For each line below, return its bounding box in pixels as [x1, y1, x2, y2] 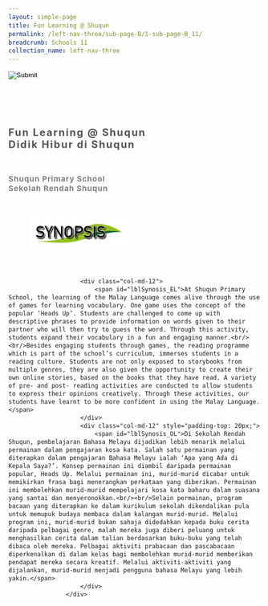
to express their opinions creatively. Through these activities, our [8, 389, 250, 397]
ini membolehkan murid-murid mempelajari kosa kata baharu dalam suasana [8, 486, 261, 494]
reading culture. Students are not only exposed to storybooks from [8, 357, 242, 365]
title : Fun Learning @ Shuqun [8, 21, 110, 30]
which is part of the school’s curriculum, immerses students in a [8, 349, 239, 357]
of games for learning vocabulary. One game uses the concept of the [8, 301, 246, 309]
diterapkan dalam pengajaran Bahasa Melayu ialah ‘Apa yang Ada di [8, 453, 239, 462]
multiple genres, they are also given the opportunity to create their [8, 365, 253, 373]
